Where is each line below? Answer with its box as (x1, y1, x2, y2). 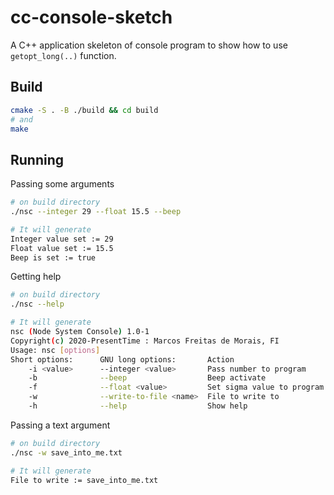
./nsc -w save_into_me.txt (10, 447, 123, 458)
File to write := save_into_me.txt (10, 475, 159, 485)
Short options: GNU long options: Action (10, 354, 235, 365)
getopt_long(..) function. (10, 49, 117, 61)
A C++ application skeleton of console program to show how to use (10, 39, 288, 51)
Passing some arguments (10, 178, 115, 190)
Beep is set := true (10, 252, 97, 263)
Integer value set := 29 (10, 234, 114, 244)
